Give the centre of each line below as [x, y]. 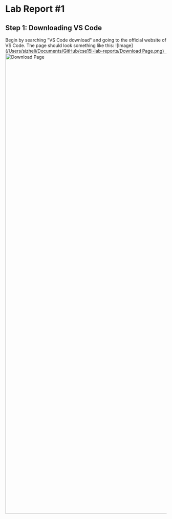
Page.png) [153, 51]
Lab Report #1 [35, 9]
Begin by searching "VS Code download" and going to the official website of [86, 40]
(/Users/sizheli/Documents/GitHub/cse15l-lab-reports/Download [73, 51]
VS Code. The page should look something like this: [60, 46]
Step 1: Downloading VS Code [54, 28]
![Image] [124, 46]
